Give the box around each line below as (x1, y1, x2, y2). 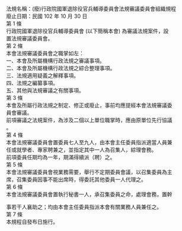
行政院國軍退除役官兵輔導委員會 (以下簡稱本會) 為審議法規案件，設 (6, 27, 169, 34)
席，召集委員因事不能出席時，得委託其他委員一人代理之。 (6, 176, 146, 183)
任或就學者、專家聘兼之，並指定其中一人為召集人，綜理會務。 (6, 146, 157, 153)
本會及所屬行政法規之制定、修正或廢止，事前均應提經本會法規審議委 (6, 102, 173, 109)
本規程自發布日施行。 (6, 219, 58, 225)
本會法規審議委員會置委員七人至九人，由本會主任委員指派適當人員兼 (6, 139, 173, 145)
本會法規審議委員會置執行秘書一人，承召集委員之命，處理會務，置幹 (6, 191, 173, 198)
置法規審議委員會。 (6, 35, 53, 42)
